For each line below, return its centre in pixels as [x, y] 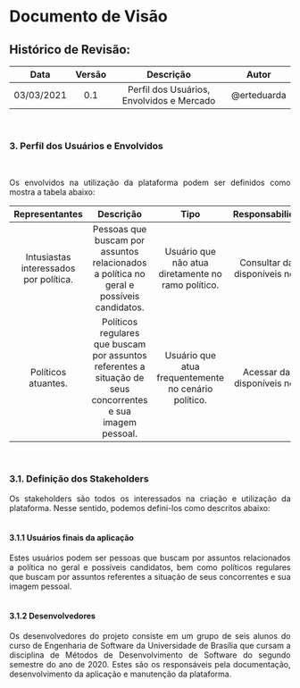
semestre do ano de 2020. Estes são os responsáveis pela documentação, [150, 664]
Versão [91, 75]
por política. [48, 280]
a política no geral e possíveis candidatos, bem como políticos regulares [150, 567]
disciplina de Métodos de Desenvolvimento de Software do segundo [150, 655]
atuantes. [49, 383]
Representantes [48, 214]
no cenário [191, 389]
